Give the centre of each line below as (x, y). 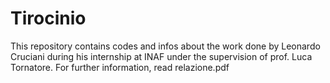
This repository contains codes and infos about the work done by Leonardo (165, 46)
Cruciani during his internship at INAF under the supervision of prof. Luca (161, 56)
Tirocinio (48, 18)
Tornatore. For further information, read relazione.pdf (120, 67)
